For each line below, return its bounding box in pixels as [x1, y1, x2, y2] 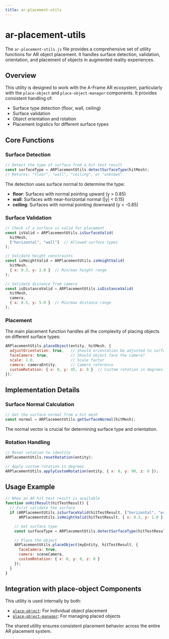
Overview [5, 71, 37, 80]
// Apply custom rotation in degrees [5, 464, 84, 469]
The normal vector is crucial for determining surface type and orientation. [5, 426, 157, 432]
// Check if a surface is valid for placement [5, 225, 105, 230]
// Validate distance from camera [5, 281, 78, 286]
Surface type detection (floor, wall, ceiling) [12, 105, 101, 111]
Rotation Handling [5, 438, 50, 446]
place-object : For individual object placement [12, 608, 108, 614]
